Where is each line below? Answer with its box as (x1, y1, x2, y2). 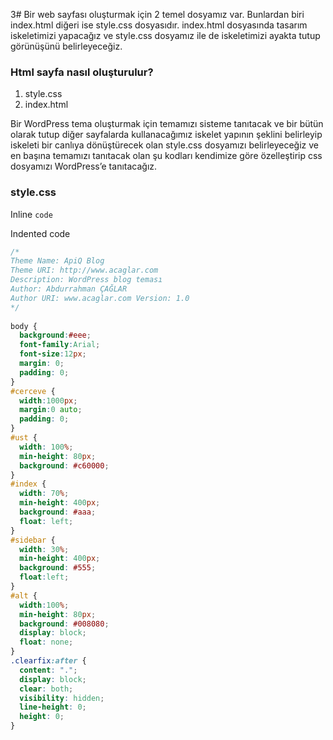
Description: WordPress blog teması (10, 275, 163, 285)
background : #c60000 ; (19, 460, 110, 471)
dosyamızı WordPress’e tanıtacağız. (10, 160, 158, 173)
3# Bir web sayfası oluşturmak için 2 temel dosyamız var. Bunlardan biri (10, 9, 305, 20)
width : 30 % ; (19, 544, 70, 554)
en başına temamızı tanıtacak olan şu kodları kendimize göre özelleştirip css (10, 150, 323, 162)
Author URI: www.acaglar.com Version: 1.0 (10, 293, 190, 303)
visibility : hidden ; (19, 693, 105, 703)
